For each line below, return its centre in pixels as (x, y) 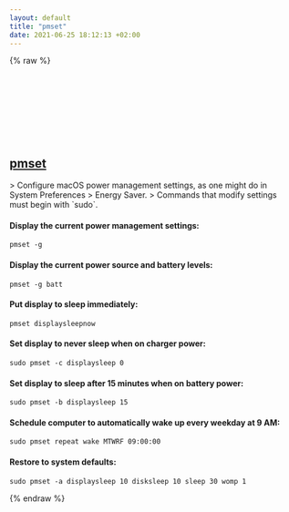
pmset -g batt (36, 284)
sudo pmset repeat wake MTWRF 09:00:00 (85, 442)
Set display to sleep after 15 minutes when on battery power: (127, 383)
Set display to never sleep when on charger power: (108, 343)
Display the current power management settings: (104, 225)
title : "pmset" (38, 26)
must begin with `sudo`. (54, 205)
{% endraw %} (37, 498)
